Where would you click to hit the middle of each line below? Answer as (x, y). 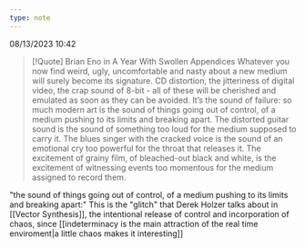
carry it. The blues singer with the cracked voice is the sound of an (158, 138)
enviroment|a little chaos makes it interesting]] (97, 233)
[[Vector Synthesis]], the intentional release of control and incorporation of (149, 213)
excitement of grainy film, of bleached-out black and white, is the (154, 158)
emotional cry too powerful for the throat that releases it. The (146, 148)
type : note (30, 18)
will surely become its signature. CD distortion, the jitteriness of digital (163, 80)
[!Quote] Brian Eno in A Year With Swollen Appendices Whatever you (160, 61)
